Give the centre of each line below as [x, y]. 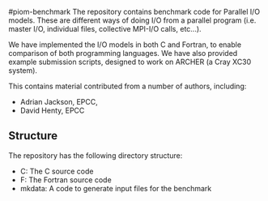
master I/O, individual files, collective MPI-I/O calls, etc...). [105, 29]
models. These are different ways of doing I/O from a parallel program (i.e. [132, 20]
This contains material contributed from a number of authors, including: [128, 86]
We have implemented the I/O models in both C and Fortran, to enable [125, 45]
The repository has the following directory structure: [96, 155]
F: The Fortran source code [66, 180]
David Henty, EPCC [52, 110]
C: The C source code [57, 171]
